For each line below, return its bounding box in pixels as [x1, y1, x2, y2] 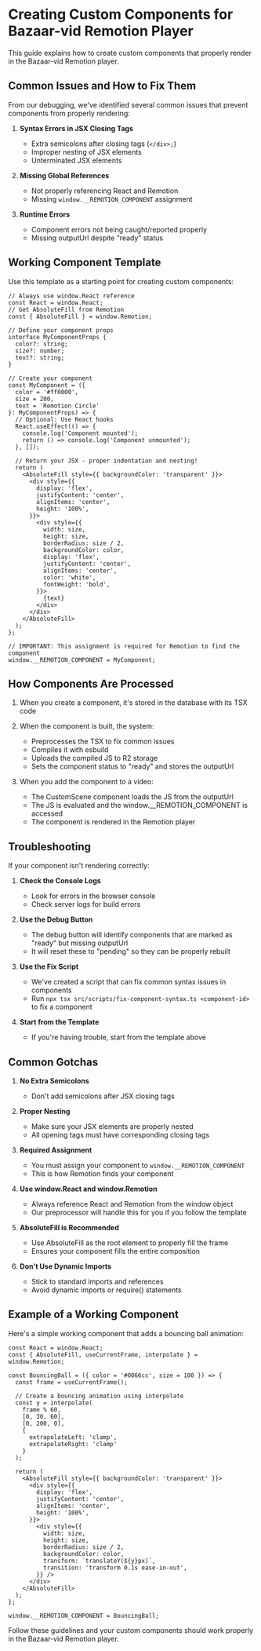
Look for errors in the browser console [31, 891, 156, 900]
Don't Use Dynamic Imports [19, 1262, 112, 1271]
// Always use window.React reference [8, 292, 135, 300]
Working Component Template [8, 256, 161, 269]
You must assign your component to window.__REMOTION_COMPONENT [31, 1160, 245, 1170]
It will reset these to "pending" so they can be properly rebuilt [31, 947, 231, 956]
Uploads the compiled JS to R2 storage [31, 754, 158, 763]
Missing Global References [19, 170, 110, 180]
